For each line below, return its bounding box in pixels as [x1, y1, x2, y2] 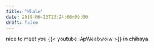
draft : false [6, 19, 38, 25]
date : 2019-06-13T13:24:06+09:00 [6, 14, 88, 20]
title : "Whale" [6, 8, 43, 15]
